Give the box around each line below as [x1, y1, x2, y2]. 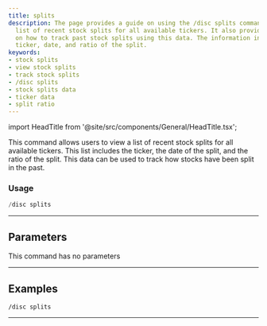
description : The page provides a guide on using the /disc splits [8, 19, 237, 27]
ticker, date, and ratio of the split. [15, 41, 148, 49]
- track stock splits [8, 71, 80, 79]
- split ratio [8, 100, 56, 108]
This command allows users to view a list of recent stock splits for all [8, 138, 234, 147]
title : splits [8, 11, 56, 20]
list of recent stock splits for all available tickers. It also [15, 26, 237, 34]
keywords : [8, 49, 41, 56]
